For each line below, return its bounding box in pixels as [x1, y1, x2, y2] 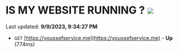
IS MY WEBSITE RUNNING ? [5, 4, 146, 17]
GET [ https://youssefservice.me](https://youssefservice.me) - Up [14, 34, 173, 41]
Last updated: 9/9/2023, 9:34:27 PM [5, 23, 98, 30]
